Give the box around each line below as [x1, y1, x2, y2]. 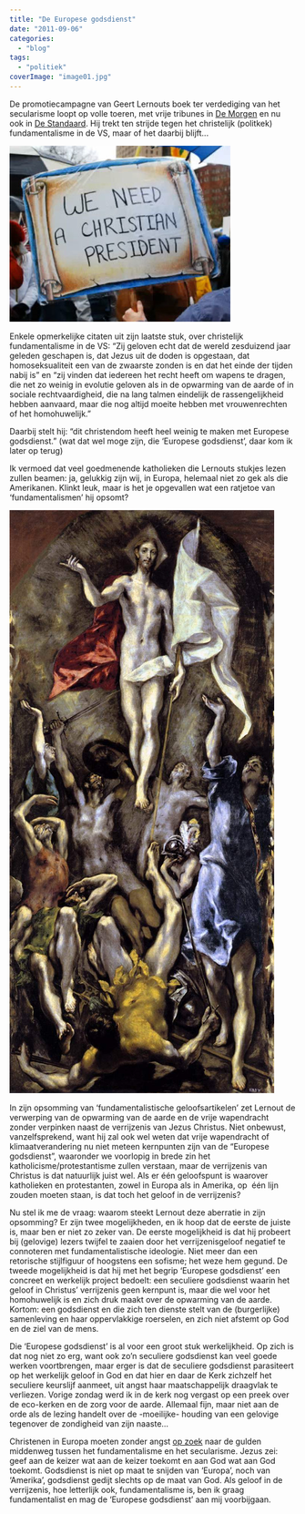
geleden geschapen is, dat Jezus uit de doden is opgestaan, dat [9, 350, 250, 361]
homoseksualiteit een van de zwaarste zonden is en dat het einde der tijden [9, 360, 293, 371]
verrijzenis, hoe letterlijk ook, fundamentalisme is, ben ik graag [9, 1484, 245, 1495]
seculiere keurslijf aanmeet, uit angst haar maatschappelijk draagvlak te [9, 1379, 279, 1390]
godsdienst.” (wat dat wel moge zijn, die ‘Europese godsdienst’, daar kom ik [9, 435, 293, 446]
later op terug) [9, 445, 64, 455]
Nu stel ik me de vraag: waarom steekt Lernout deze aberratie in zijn [9, 1207, 266, 1218]
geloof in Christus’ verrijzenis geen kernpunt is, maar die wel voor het [9, 1284, 270, 1295]
